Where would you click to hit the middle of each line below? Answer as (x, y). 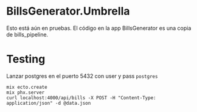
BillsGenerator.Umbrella (68, 11)
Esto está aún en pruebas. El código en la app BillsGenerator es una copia (99, 28)
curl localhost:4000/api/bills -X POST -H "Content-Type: (81, 98)
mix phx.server (26, 93)
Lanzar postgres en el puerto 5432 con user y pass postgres (82, 76)
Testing (26, 59)
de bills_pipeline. (27, 34)
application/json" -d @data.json (49, 103)
